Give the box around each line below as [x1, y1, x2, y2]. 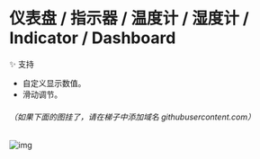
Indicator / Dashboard [9, 28, 176, 49]
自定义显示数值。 [22, 77, 86, 88]
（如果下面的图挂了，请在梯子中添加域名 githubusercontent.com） [9, 111, 256, 122]
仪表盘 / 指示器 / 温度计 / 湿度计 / [9, 8, 249, 29]
